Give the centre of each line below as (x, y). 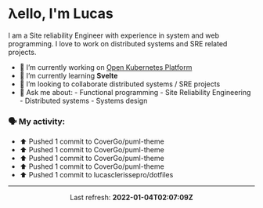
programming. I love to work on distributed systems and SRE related (118, 43)
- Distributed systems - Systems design (83, 100)
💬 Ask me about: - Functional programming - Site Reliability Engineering (135, 92)
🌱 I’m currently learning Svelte (68, 75)
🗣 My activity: (37, 121)
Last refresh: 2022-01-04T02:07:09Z (131, 198)
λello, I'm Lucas (61, 14)
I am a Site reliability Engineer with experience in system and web (114, 35)
